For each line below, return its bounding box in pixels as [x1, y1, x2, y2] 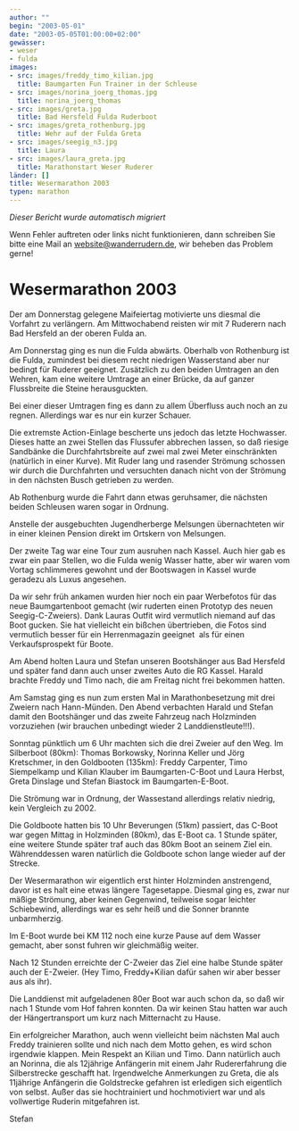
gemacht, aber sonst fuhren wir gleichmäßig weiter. [9, 939, 199, 951]
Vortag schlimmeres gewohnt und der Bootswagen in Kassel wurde [9, 564, 257, 575]
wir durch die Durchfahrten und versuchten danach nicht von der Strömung [9, 465, 287, 476]
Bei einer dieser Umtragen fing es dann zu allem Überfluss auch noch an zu [9, 400, 288, 411]
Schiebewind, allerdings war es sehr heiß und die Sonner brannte [9, 903, 250, 914]
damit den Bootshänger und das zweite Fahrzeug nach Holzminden [9, 711, 257, 721]
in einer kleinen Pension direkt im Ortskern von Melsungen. [9, 528, 227, 538]
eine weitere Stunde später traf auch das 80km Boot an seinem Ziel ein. [9, 838, 272, 849]
